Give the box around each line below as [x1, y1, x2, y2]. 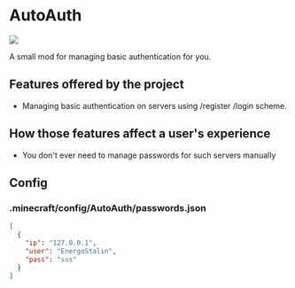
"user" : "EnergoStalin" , [25, 246, 117, 255]
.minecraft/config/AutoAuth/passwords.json [9, 201, 206, 214]
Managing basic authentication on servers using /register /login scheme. [21, 100, 288, 111]
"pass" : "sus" [25, 254, 77, 264]
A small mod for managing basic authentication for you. [9, 51, 212, 62]
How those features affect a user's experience [9, 126, 271, 142]
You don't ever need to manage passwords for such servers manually [21, 150, 276, 160]
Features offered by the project [9, 77, 184, 92]
